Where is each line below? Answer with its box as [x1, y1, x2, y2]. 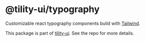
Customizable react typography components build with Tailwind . [5, 20, 140, 26]
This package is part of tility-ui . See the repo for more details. [5, 30, 134, 36]
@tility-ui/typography [5, 4, 100, 15]
